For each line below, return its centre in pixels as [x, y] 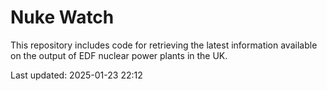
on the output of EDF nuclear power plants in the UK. [119, 55]
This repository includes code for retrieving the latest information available [164, 45]
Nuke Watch [62, 17]
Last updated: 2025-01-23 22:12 [76, 75]
